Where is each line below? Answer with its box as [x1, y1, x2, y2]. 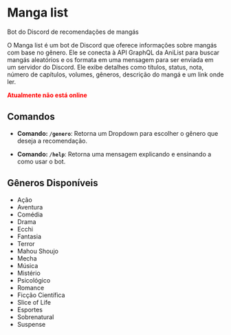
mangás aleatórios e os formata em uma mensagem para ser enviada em [7, 55, 214, 63]
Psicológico [16, 276, 51, 284]
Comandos [7, 111, 55, 123]
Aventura [16, 203, 43, 211]
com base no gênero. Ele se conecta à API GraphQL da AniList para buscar [7, 48, 220, 57]
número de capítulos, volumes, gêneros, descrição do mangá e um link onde [7, 70, 224, 79]
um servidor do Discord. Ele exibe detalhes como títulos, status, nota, [7, 63, 204, 71]
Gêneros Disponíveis [7, 177, 98, 189]
